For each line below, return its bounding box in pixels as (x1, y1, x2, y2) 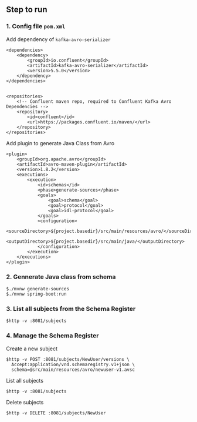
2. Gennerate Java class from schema (6, 273, 116, 281)
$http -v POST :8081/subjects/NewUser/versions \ (6, 356, 130, 362)
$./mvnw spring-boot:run (6, 291, 67, 297)
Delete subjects (6, 398, 44, 406)
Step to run (6, 5, 47, 15)
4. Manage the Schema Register (6, 331, 99, 340)
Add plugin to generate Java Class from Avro (6, 139, 115, 146)
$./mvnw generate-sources (6, 286, 69, 292)
